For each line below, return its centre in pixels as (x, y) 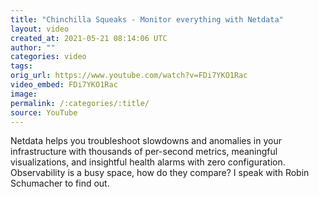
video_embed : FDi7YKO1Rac (64, 85)
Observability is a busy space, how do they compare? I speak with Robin (160, 173)
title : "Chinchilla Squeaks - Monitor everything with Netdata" (147, 19)
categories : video (48, 57)
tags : (21, 66)
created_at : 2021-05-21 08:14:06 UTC (89, 38)
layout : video (40, 29)
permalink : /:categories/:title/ (80, 103)
